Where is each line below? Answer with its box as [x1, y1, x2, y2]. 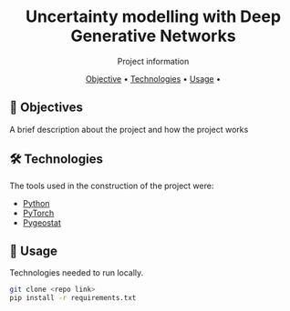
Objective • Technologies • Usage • [85, 73, 222, 84]
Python [22, 197, 50, 208]
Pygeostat [22, 216, 61, 228]
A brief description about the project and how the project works [9, 124, 249, 135]
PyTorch [22, 207, 55, 218]
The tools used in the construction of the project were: [9, 180, 214, 191]
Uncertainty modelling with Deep [26, 6, 281, 27]
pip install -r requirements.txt [9, 294, 137, 303]
